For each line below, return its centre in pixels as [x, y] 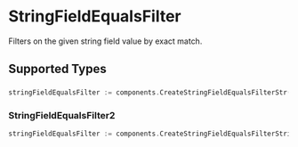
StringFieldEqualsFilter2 [62, 116]
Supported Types [58, 69]
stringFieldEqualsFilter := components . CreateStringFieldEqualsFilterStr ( [150, 93]
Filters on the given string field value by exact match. [105, 41]
